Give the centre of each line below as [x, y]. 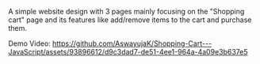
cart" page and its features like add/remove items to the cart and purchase [130, 20]
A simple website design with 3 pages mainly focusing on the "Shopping [126, 11]
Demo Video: [30, 43]
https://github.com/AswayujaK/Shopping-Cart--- [132, 43]
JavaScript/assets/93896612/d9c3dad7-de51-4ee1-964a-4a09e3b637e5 [128, 52]
